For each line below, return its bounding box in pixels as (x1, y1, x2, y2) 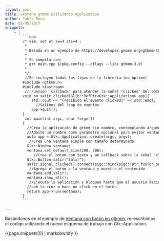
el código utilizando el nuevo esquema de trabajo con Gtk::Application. (5, 221, 147, 227)
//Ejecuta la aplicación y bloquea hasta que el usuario (29, 180, 147, 185)
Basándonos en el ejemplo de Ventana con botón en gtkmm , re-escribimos (5, 216, 156, 221)
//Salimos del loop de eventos (36, 103, 99, 108)
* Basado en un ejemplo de (24, 48, 80, 53)
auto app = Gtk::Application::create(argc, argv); (26, 134, 132, 139)
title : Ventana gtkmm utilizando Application (5, 12, 99, 17)
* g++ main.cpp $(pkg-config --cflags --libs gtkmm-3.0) (24, 62, 143, 66)
